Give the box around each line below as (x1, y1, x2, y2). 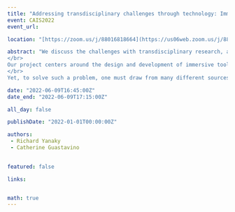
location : (7, 36, 36, 43)
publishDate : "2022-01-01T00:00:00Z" (7, 119, 117, 126)
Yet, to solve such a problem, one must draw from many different (7, 74, 205, 81)
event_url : (7, 23, 39, 30)
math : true (7, 195, 39, 202)
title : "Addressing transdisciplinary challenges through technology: (7, 10, 218, 17)
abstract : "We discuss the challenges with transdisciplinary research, (7, 48, 224, 56)
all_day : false (7, 106, 52, 113)
